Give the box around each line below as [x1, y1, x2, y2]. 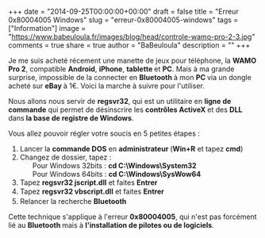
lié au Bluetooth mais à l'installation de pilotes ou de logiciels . [8, 220, 214, 229]
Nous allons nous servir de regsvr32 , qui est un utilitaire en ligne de [8, 97, 232, 106]
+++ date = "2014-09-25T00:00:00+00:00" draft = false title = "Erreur [8, 7, 240, 16]
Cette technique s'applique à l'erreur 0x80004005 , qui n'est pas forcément [8, 212, 257, 221]
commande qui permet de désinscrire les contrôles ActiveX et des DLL [8, 105, 243, 114]
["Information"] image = [8, 24, 86, 33]
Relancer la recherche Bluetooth [19, 196, 127, 205]
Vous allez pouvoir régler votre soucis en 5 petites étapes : [8, 129, 201, 138]
